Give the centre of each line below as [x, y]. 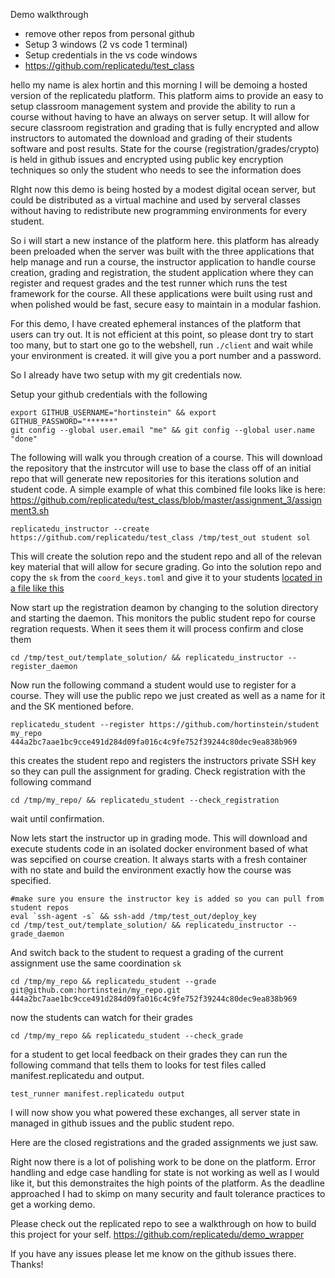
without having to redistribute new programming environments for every [159, 210]
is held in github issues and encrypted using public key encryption [147, 159]
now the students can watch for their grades [101, 1017]
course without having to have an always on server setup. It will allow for [160, 117]
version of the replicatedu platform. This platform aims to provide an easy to [167, 95]
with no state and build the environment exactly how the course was [151, 870]
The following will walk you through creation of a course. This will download [166, 457]
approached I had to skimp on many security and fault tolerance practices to [168, 1193]
